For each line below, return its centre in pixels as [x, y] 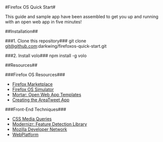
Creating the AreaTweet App [41, 100]
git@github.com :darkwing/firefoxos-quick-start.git [56, 46]
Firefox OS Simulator [33, 89]
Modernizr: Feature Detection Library [49, 124]
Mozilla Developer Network [40, 129]
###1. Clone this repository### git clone [46, 41]
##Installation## [22, 31]
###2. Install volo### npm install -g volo [46, 56]
